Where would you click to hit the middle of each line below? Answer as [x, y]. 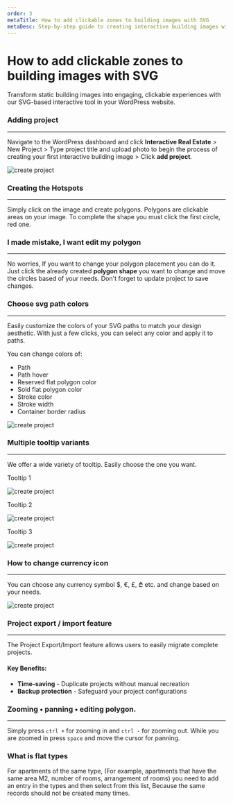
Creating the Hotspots [45, 188]
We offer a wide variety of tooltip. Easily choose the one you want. [102, 464]
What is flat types [37, 755]
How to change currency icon [58, 563]
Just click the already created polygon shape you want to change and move [116, 271]
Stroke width [35, 404]
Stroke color [35, 397]
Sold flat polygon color [50, 389]
